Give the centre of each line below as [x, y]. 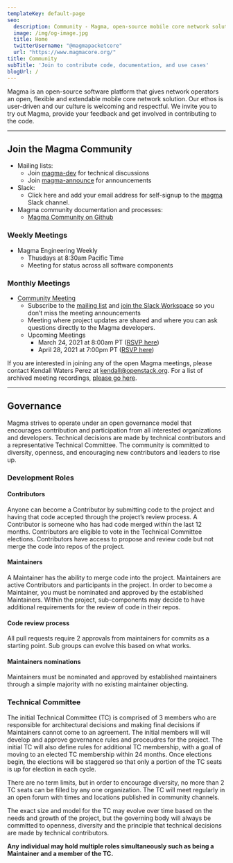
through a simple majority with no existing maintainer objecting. [98, 684]
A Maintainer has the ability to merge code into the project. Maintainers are [114, 578]
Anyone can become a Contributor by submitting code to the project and [111, 509]
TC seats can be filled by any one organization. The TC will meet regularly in [116, 790]
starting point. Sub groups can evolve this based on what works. [99, 646]
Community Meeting [46, 298]
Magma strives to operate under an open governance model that [100, 423]
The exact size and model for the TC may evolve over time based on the [110, 810]
